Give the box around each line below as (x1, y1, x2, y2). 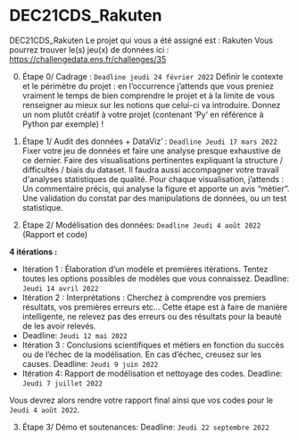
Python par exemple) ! (21, 118, 104, 129)
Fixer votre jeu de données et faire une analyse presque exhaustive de (21, 145, 281, 156)
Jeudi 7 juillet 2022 (21, 379, 103, 388)
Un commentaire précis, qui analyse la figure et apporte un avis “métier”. (21, 183, 290, 194)
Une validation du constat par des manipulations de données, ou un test (21, 193, 287, 204)
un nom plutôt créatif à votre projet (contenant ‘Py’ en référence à (21, 109, 264, 120)
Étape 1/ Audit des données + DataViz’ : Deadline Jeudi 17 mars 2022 (21, 136, 278, 146)
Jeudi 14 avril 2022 (21, 284, 99, 293)
